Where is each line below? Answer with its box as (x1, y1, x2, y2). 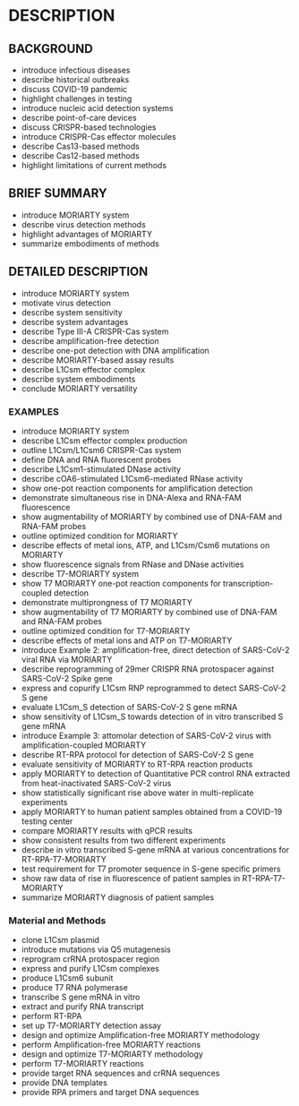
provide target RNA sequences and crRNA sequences (21, 1067, 220, 1079)
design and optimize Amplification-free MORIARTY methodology (21, 1030, 261, 1041)
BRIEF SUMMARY (8, 185, 108, 201)
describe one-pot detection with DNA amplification (21, 345, 209, 356)
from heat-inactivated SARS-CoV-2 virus (21, 777, 172, 788)
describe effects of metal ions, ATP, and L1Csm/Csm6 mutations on (21, 539, 270, 551)
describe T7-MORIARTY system (21, 568, 140, 579)
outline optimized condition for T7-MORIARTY (21, 625, 191, 636)
